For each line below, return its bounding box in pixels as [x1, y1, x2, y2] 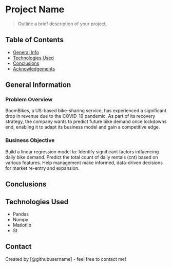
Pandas [12, 211, 29, 217]
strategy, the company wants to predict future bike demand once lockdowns [5, 118, 167, 124]
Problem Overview [5, 96, 53, 103]
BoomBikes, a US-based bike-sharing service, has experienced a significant [5, 108, 167, 114]
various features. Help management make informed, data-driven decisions [5, 159, 163, 166]
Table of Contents [5, 35, 64, 44]
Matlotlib [12, 222, 32, 228]
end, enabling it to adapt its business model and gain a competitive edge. [5, 124, 160, 130]
